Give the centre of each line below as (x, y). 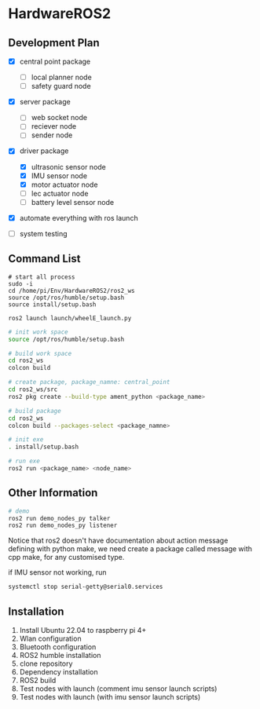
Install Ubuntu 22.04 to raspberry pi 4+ (83, 630)
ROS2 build (38, 680)
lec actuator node (60, 193)
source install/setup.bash (52, 304)
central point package (55, 61)
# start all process (42, 277)
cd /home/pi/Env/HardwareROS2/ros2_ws (71, 291)
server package (45, 102)
